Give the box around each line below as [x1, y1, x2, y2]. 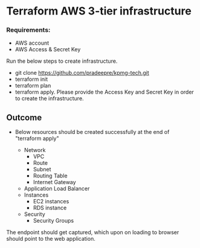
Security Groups [33, 217, 74, 224]
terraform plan [15, 82, 51, 89]
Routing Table [33, 172, 68, 179]
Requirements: [6, 26, 51, 34]
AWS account [15, 39, 50, 46]
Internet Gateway [33, 179, 77, 186]
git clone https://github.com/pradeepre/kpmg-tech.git [15, 69, 149, 77]
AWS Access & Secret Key [15, 46, 81, 53]
